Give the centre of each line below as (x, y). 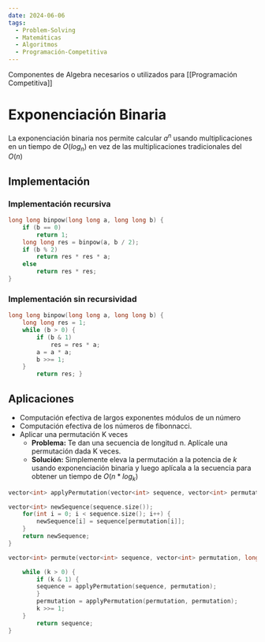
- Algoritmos (37, 45)
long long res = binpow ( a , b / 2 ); (81, 242)
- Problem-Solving (46, 30)
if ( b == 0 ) (42, 227)
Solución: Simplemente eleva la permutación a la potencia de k (134, 459)
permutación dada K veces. (76, 451)
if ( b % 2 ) (40, 249)
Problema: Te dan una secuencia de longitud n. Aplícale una (129, 442)
